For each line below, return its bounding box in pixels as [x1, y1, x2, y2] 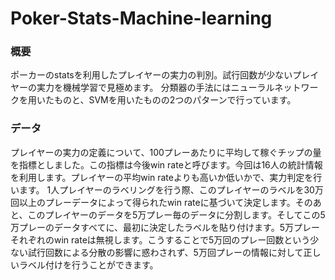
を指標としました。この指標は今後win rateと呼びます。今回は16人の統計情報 [10, 158, 323, 171]
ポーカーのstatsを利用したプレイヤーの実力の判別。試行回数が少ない [10, 69, 293, 81]
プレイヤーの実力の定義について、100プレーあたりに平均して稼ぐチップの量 [10, 146, 322, 158]
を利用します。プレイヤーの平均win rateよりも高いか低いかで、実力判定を [10, 171, 314, 183]
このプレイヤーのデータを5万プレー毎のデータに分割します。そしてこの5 [27, 208, 326, 221]
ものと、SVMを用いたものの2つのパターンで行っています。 [53, 94, 297, 106]
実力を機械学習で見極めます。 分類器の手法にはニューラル [36, 82, 275, 94]
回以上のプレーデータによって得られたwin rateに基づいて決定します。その [10, 196, 313, 208]
